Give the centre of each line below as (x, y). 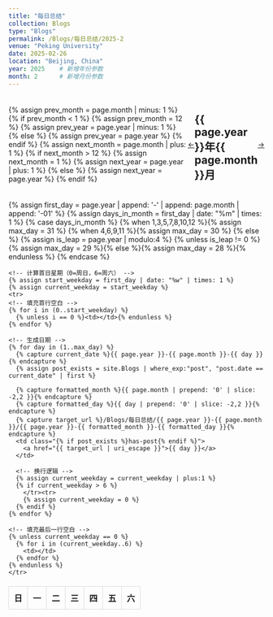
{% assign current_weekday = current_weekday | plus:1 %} (116, 479)
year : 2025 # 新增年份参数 (56, 69)
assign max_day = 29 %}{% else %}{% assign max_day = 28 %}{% (133, 248)
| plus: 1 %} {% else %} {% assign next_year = (85, 171)
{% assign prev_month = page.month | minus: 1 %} (93, 110)
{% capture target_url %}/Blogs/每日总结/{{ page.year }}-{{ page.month (139, 420)
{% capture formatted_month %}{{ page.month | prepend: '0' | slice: (136, 390)
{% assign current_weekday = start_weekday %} (89, 288)
